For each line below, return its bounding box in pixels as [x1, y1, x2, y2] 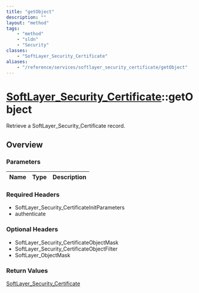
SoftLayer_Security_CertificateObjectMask [14, 239, 119, 246]
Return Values [6, 266, 48, 275]
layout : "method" [6, 20, 49, 26]
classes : [6, 48, 28, 54]
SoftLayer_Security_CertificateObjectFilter [14, 245, 118, 252]
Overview [6, 140, 43, 150]
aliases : [6, 58, 28, 64]
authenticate [14, 210, 46, 218]
